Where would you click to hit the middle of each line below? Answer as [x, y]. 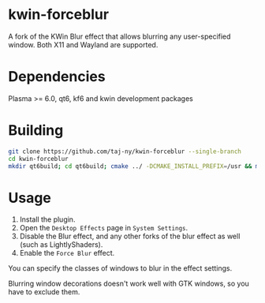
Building [36, 131]
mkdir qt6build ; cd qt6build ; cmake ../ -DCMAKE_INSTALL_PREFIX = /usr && [130, 166]
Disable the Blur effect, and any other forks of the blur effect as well [130, 236]
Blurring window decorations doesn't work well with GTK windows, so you [129, 284]
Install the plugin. [47, 219]
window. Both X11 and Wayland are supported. [83, 44]
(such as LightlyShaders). [61, 245]
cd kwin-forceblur [38, 159]
